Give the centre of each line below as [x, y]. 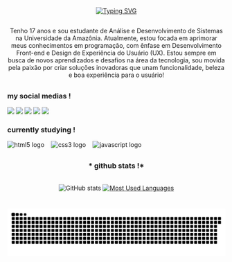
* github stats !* [116, 166]
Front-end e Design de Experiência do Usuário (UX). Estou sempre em [116, 53]
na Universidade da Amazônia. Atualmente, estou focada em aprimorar [116, 38]
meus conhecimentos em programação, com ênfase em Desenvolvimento [116, 46]
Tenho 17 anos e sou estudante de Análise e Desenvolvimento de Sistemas [116, 31]
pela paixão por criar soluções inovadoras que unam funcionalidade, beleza [116, 68]
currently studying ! [42, 130]
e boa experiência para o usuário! [116, 75]
